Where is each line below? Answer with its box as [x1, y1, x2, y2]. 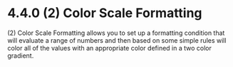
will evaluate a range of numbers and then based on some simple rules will [7, 36, 227, 44]
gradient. [7, 51, 34, 60]
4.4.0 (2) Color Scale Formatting [7, 5, 202, 21]
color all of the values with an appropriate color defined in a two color [7, 43, 212, 52]
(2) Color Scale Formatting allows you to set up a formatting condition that [7, 29, 225, 37]
